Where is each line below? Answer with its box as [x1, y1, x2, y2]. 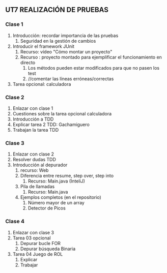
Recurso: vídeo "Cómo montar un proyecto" [20, 48, 113, 54]
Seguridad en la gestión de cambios [20, 38, 96, 44]
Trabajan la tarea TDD [12, 127, 59, 133]
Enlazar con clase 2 [12, 151, 54, 157]
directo [20, 59, 36, 66]
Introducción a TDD [12, 116, 54, 122]
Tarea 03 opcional [12, 235, 51, 241]
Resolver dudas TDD [12, 157, 56, 163]
